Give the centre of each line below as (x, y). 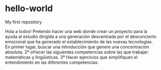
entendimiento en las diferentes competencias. (52, 62)
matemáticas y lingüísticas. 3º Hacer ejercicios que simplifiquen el (71, 57)
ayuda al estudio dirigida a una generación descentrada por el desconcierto (81, 36)
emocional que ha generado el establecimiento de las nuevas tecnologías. (79, 41)
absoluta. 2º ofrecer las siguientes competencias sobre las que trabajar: (77, 52)
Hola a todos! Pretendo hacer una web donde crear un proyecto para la (76, 31)
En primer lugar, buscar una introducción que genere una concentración (77, 47)
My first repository (24, 22)
